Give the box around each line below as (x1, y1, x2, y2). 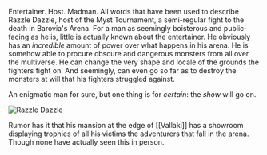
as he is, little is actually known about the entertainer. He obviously (30, 32, 251, 41)
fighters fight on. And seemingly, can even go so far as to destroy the (8, 66, 237, 75)
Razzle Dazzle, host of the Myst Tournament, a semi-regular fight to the (8, 15, 245, 25)
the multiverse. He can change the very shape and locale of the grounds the (8, 57, 260, 67)
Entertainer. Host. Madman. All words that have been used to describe (8, 7, 240, 16)
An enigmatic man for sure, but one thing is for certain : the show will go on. (8, 90, 257, 99)
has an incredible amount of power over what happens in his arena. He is (8, 41, 249, 50)
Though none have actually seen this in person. (8, 138, 165, 146)
